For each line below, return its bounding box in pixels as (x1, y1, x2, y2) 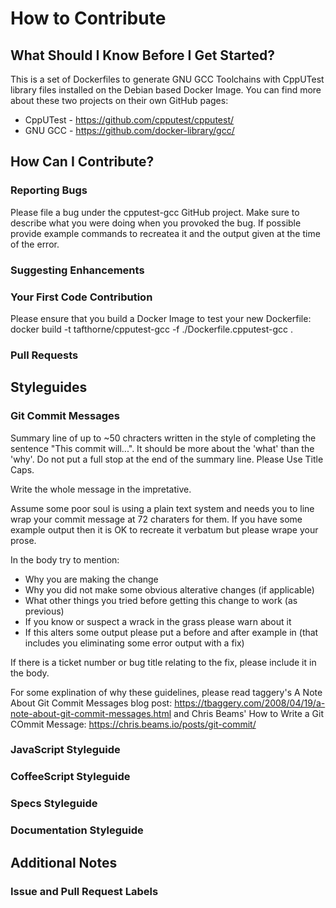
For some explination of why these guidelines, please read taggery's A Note (10, 686, 323, 698)
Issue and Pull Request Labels (10, 884, 159, 898)
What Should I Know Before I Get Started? (10, 47, 276, 64)
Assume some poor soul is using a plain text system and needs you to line (10, 502, 315, 514)
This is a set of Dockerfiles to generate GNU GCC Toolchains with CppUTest (10, 73, 325, 85)
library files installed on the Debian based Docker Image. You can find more (10, 84, 322, 96)
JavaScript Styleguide (10, 743, 121, 757)
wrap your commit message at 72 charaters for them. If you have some (10, 513, 303, 525)
